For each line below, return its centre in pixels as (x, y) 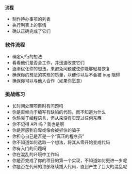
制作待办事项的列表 (31, 19)
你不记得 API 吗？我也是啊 (38, 124)
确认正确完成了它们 (31, 31)
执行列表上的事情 (29, 25)
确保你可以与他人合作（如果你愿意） (48, 80)
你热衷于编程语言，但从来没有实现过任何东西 (57, 118)
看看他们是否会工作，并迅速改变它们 (48, 63)
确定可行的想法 (27, 56)
